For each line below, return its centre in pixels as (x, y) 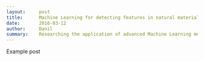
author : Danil (29, 29)
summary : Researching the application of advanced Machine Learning (99, 34)
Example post (23, 51)
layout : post (28, 12)
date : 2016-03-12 (36, 23)
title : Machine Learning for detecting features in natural (90, 18)
